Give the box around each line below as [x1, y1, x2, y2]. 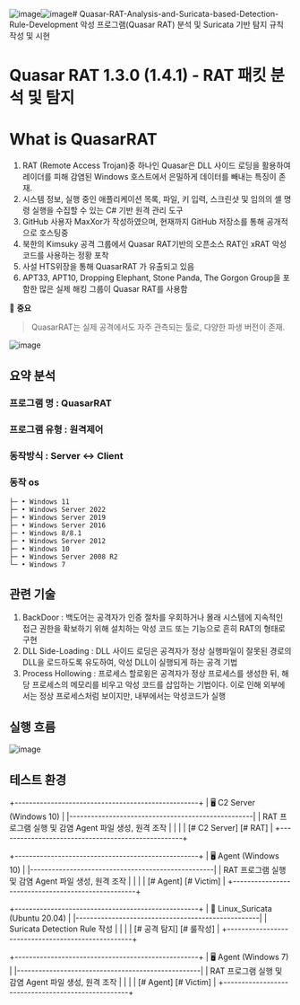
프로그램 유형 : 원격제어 [9, 423, 104, 436]
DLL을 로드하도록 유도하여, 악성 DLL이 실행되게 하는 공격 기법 [21, 657, 238, 668]
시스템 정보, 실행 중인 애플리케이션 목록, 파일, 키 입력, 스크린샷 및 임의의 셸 [21, 194, 282, 205]
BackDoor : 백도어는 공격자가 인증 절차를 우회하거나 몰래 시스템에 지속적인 [21, 612, 284, 623]
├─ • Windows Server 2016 [9, 521, 106, 530]
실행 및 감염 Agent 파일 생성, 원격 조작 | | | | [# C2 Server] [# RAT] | [32, 823, 273, 833]
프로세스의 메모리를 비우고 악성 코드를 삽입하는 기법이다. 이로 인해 [31, 679, 261, 691]
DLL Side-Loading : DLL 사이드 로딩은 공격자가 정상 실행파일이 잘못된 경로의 [21, 646, 292, 657]
